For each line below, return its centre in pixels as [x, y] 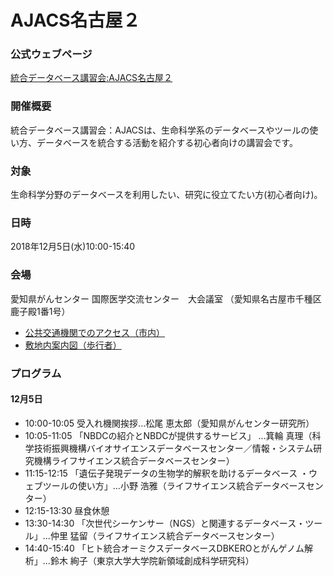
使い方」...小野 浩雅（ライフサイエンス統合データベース [192, 485]
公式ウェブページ [51, 54]
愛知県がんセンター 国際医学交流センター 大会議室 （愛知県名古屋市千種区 [166, 298]
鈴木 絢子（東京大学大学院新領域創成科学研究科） [152, 560]
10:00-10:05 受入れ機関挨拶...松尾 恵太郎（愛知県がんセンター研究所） [169, 423]
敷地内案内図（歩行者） [73, 345]
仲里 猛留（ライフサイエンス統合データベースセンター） [164, 535]
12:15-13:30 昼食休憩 [67, 510]
